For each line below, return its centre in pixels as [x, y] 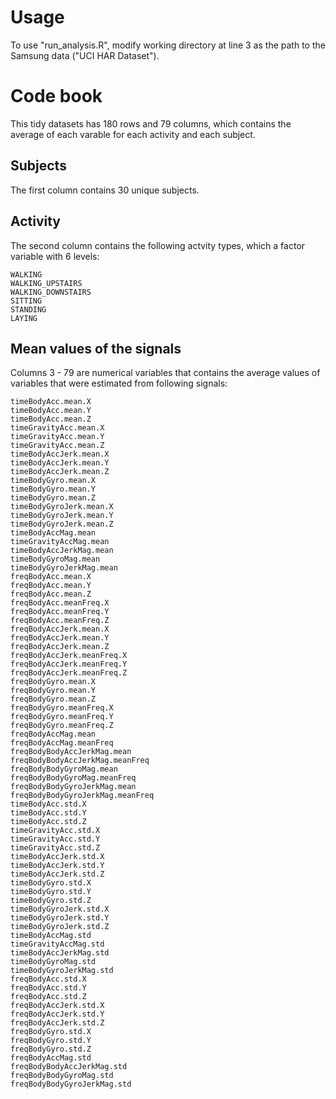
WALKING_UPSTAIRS [46, 283]
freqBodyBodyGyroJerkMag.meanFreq [82, 796]
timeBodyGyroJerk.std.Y [60, 918]
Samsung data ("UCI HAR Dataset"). [85, 55]
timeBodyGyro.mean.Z [53, 498]
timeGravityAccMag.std [57, 944]
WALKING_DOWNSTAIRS [51, 292]
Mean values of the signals [96, 348]
